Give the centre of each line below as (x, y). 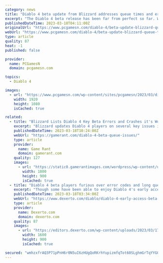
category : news (20, 9)
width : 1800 (35, 171)
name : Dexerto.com (36, 212)
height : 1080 (27, 104)
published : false (23, 50)
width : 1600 (35, 235)
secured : (14, 253)
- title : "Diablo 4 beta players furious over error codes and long (80, 185)
